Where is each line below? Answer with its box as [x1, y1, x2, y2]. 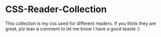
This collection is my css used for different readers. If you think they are [5, 20, 156, 26]
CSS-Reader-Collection [5, 4, 107, 15]
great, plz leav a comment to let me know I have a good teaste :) [5, 25, 140, 31]
